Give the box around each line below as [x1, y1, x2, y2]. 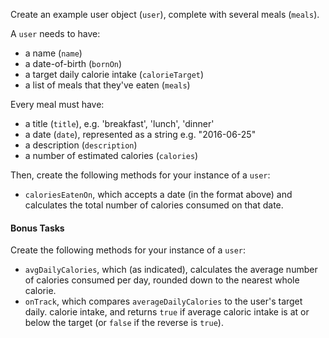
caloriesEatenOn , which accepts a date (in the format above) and [24, 189, 293, 200]
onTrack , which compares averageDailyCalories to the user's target [24, 295, 303, 308]
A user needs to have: [10, 28, 101, 39]
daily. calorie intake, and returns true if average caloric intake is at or [24, 306, 310, 318]
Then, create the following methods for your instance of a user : [10, 169, 271, 181]
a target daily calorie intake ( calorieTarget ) [24, 69, 205, 80]
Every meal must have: [10, 99, 105, 110]
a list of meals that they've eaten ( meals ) [24, 79, 191, 91]
